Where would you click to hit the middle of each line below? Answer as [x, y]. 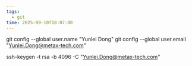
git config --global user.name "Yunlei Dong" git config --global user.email [96, 39]
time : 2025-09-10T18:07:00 [40, 22]
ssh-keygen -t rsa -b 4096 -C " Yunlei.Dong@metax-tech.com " [83, 57]
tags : [13, 11]
